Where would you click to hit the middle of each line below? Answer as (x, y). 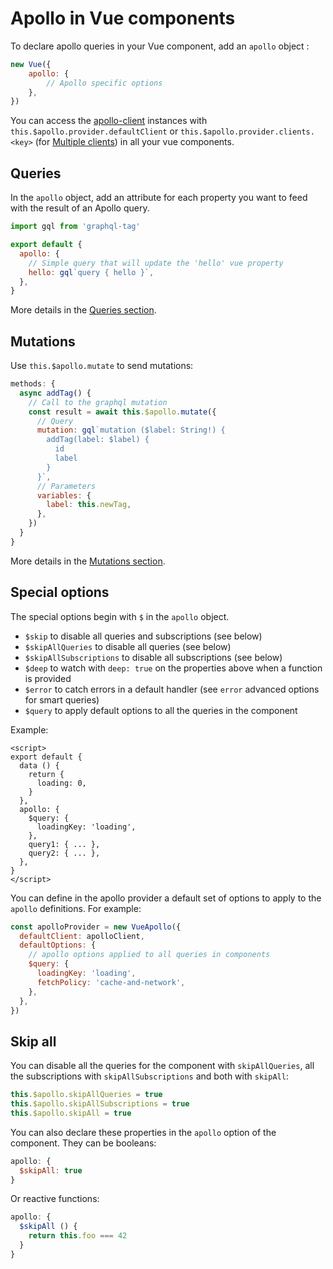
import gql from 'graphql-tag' (75, 227)
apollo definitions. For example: (76, 908)
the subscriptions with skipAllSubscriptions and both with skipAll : (149, 1076)
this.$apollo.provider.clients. (247, 132)
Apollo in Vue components (123, 18)
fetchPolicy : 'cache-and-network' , (111, 982)
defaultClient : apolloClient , (82, 936)
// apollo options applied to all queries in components (149, 955)
